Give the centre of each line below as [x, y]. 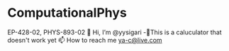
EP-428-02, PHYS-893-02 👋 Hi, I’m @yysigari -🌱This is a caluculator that [114, 32]
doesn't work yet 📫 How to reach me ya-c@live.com [85, 40]
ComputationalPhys [67, 13]
